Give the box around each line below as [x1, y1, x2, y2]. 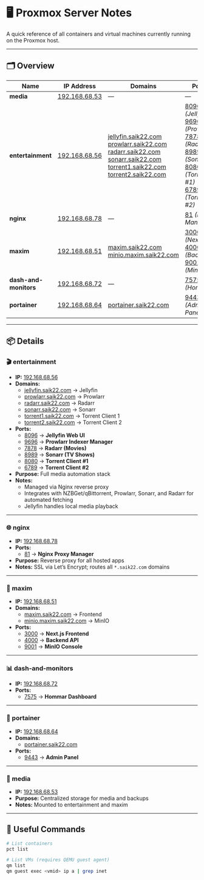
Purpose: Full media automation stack [15, 470, 110, 478]
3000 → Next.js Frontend [24, 630, 89, 637]
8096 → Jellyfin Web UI [24, 432, 85, 439]
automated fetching [24, 496, 73, 504]
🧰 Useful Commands [6, 824, 86, 834]
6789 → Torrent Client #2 [24, 464, 89, 472]
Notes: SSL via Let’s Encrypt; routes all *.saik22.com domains [15, 563, 170, 570]
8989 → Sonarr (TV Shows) [24, 451, 95, 458]
